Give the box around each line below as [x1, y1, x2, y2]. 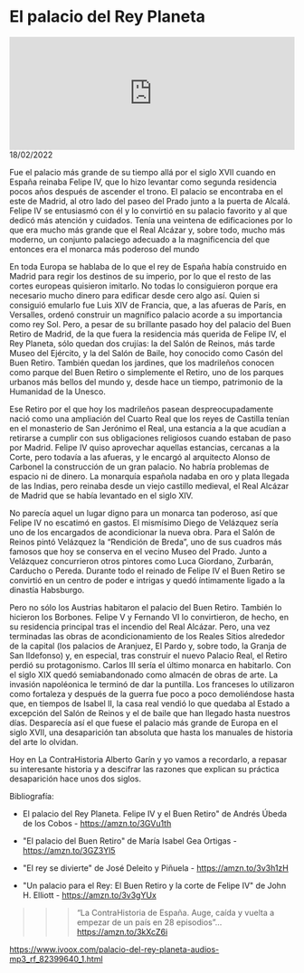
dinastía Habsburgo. [9, 584, 85, 595]
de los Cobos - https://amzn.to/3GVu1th [22, 817, 172, 828]
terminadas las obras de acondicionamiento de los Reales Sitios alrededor [9, 630, 285, 641]
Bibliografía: [9, 790, 54, 801]
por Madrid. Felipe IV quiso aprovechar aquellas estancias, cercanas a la [9, 441, 280, 453]
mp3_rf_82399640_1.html [9, 953, 103, 964]
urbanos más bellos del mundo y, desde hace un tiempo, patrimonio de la [9, 376, 283, 387]
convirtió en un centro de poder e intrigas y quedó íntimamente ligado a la [9, 574, 286, 585]
